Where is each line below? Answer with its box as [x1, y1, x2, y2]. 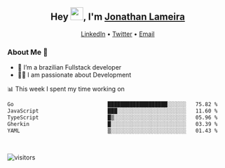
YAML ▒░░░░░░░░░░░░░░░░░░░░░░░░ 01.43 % [7, 127, 218, 134]
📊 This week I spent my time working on [7, 85, 125, 93]
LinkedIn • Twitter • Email [80, 30, 155, 38]
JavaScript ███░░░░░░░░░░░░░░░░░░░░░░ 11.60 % [7, 107, 218, 115]
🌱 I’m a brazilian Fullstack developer [17, 63, 122, 72]
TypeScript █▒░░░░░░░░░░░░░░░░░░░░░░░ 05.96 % [7, 114, 218, 121]
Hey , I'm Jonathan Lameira [50, 11, 186, 23]
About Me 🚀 [7, 47, 48, 57]
